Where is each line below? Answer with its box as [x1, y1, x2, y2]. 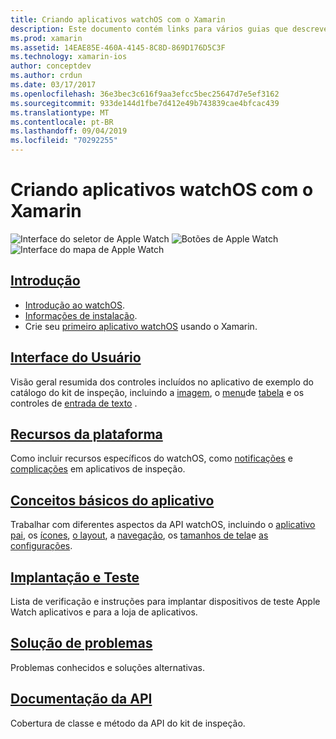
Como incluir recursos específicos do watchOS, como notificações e [10, 452, 293, 465]
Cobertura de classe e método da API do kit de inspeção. [10, 717, 246, 729]
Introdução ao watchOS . [24, 299, 125, 311]
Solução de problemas [10, 635, 153, 652]
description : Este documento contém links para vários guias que [10, 24, 288, 34]
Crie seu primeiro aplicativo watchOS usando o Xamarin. [24, 320, 258, 332]
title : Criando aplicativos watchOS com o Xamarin [10, 14, 226, 25]
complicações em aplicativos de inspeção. [10, 463, 186, 475]
